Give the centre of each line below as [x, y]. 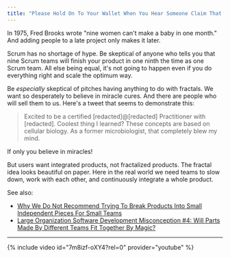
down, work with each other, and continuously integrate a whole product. [110, 179]
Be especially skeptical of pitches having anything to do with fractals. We [110, 88]
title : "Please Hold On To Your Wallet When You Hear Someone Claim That [115, 13]
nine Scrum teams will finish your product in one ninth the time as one [105, 61]
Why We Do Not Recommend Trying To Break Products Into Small [110, 205]
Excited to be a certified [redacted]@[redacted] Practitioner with [115, 116]
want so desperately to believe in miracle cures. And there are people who [112, 96]
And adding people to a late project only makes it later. [84, 40]
